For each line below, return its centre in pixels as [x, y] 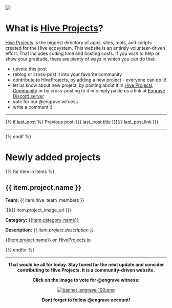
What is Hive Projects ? [54, 28]
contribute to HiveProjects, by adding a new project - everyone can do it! [90, 80]
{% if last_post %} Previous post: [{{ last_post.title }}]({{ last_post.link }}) [82, 122]
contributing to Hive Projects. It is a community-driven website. [86, 270]
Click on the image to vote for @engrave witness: [86, 280]
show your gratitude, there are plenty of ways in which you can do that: [81, 59]
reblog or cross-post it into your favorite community [67, 74]
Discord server [28, 96]
